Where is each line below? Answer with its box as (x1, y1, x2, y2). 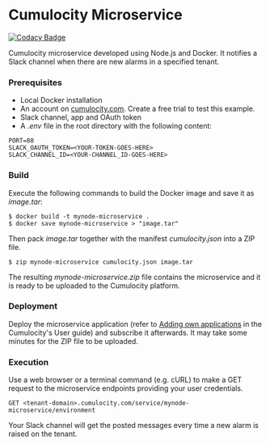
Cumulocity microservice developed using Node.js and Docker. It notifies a (8, 48, 257, 57)
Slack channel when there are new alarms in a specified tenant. (8, 57, 220, 66)
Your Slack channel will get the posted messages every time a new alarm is (8, 421, 259, 430)
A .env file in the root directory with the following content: (19, 121, 213, 131)
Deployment (8, 301, 58, 312)
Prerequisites (8, 77, 62, 88)
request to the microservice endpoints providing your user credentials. (8, 384, 243, 393)
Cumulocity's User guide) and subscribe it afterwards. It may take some (8, 328, 248, 337)
